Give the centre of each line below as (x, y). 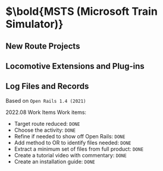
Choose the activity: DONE (45, 130)
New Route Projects (43, 46)
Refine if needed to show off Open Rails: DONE (70, 136)
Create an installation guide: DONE (55, 161)
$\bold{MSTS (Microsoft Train (82, 12)
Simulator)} (35, 24)
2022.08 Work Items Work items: (46, 112)
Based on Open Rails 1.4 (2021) (46, 100)
